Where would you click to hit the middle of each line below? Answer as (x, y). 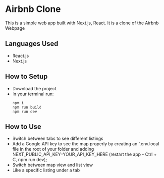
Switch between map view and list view (53, 165)
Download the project (34, 88)
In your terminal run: (33, 94)
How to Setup (27, 77)
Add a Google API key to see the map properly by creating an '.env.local (86, 144)
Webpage (15, 28)
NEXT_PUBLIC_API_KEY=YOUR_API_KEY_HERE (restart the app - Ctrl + (84, 154)
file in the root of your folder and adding (53, 149)
